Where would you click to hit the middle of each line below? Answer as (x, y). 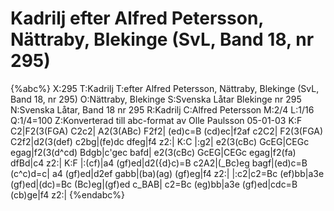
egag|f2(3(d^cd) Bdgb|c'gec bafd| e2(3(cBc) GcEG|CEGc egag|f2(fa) (153, 152)
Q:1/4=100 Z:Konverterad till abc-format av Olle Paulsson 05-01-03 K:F (156, 120)
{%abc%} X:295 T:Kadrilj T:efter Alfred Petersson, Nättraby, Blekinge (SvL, (165, 88)
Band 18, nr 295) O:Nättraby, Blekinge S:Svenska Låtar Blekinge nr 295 (156, 99)
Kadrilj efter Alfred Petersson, (137, 18)
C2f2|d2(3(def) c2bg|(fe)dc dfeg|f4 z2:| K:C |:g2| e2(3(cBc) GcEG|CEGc (160, 141)
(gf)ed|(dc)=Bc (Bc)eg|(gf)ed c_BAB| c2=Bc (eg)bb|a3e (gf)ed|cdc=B (154, 184)
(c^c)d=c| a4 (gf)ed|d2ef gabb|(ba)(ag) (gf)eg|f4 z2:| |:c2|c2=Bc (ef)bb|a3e (167, 173)
